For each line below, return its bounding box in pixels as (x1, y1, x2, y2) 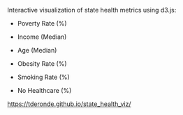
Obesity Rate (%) (17, 60, 67, 68)
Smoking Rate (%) (17, 73, 70, 81)
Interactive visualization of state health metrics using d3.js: (7, 6, 177, 14)
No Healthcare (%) (17, 87, 72, 94)
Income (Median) (17, 33, 67, 41)
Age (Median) (17, 46, 57, 54)
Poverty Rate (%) (17, 19, 67, 27)
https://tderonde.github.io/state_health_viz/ (7, 100, 131, 108)
